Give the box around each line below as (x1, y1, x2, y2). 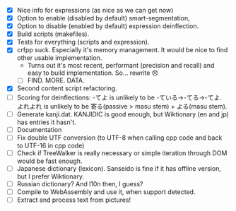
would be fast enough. (16, 157, 83, 165)
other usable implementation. (16, 54, 102, 62)
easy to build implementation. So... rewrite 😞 (27, 68, 159, 77)
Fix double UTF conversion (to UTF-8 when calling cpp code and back (16, 133, 223, 142)
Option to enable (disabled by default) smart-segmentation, (16, 14, 190, 23)
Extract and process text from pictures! (16, 195, 131, 204)
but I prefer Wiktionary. (16, 172, 84, 181)
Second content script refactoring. (16, 84, 117, 92)
